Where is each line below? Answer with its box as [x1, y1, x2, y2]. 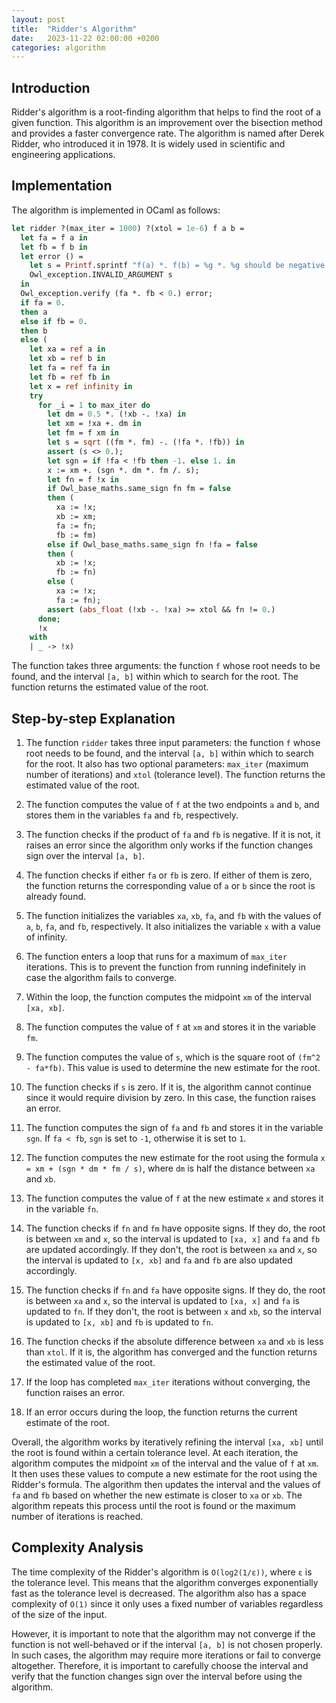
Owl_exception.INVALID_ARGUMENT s [29, 270, 173, 280]
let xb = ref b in [29, 354, 106, 364]
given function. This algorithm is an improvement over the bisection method [11, 117, 323, 129]
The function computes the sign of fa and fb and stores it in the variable [25, 1121, 324, 1133]
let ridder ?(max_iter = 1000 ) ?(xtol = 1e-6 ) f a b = [11, 223, 245, 233]
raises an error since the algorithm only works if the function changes [25, 839, 314, 851]
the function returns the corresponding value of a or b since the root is [25, 879, 316, 891]
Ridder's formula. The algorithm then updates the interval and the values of [11, 1478, 321, 1490]
